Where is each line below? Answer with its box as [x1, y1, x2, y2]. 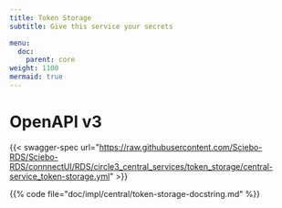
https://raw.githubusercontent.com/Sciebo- [99, 141, 263, 152]
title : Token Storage [9, 13, 92, 23]
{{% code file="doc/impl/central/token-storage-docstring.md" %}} [9, 188, 260, 199]
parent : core [26, 56, 76, 65]
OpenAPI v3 [9, 111, 102, 132]
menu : [9, 38, 30, 47]
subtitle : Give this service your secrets [9, 22, 173, 31]
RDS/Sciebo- [9, 151, 59, 162]
